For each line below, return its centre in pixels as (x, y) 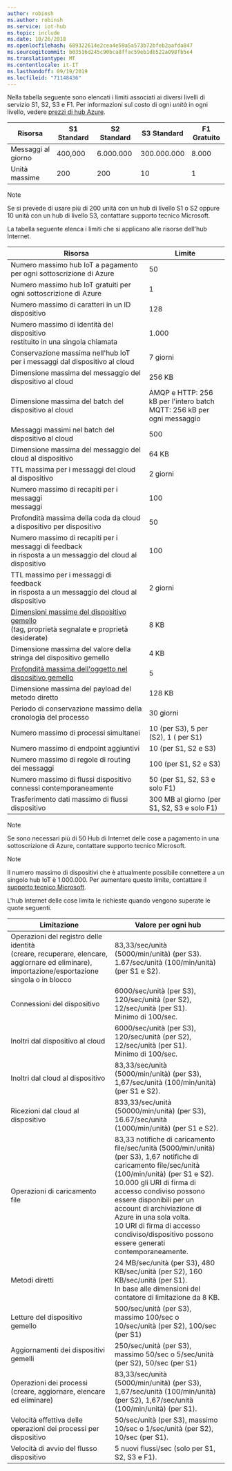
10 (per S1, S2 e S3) (182, 749)
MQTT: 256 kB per (179, 410)
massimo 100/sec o (147, 1318)
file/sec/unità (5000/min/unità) (165, 1148)
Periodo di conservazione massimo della (76, 709)
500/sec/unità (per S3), (153, 1309)
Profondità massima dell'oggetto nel (69, 669)
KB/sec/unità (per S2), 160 (158, 1271)
